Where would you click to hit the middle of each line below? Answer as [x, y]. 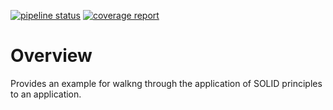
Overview [51, 56]
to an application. [46, 94]
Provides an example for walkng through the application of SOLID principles [166, 83]
